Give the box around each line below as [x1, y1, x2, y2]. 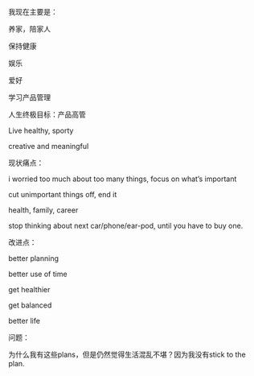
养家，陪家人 [8, 24, 51, 34]
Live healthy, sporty [8, 126, 74, 135]
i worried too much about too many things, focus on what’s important [8, 174, 237, 184]
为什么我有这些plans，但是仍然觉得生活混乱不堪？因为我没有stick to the [8, 349, 247, 359]
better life [8, 316, 40, 325]
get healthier [8, 285, 51, 294]
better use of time [8, 269, 68, 279]
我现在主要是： [8, 7, 58, 16]
